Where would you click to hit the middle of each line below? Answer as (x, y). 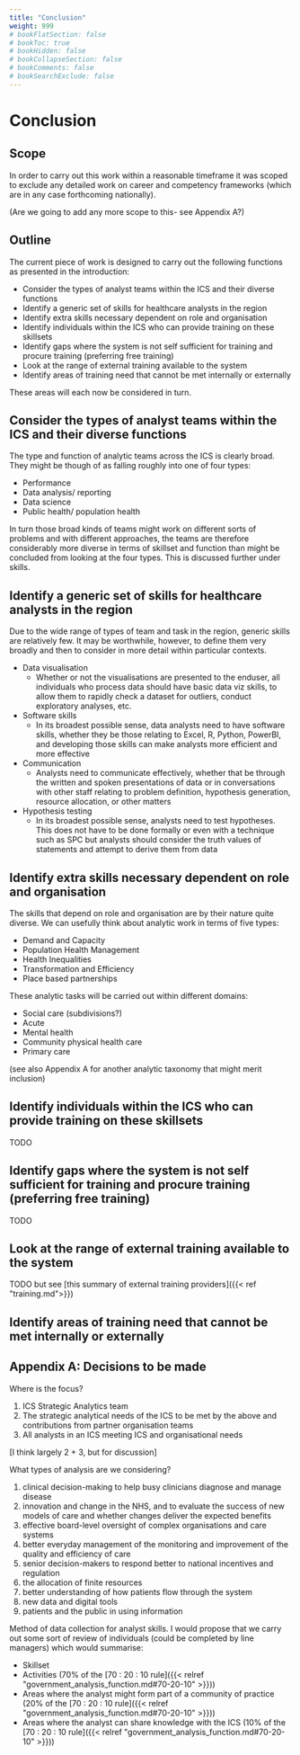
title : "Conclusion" (48, 18)
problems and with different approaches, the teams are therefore (129, 539)
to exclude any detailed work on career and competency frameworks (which (150, 184)
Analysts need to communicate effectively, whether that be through (160, 773)
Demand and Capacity (64, 940)
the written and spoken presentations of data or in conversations (155, 782)
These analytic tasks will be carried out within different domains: (129, 996)
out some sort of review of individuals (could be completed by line (132, 1638)
